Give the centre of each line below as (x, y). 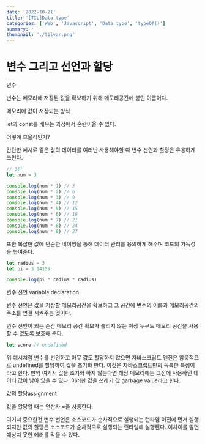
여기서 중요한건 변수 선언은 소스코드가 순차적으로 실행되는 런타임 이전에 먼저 (97, 420)
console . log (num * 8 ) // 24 (42, 226)
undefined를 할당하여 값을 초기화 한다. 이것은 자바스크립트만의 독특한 (96, 365)
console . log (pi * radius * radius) (52, 280)
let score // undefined (37, 345)
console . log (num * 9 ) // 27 (42, 231)
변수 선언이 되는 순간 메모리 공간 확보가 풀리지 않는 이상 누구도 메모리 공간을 (97, 326)
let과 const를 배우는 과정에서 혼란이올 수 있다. (61, 124)
